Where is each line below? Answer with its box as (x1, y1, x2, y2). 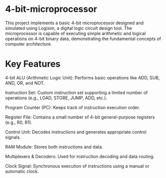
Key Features (5, 59, 61, 70)
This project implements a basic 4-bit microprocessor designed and (5, 20, 144, 26)
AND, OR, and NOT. (5, 80, 45, 86)
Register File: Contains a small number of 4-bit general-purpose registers (5, 114, 155, 120)
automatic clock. (5, 168, 39, 174)
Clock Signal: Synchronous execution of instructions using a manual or (5, 163, 150, 169)
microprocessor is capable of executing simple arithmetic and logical (5, 30, 146, 36)
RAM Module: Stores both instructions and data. (5, 144, 103, 150)
